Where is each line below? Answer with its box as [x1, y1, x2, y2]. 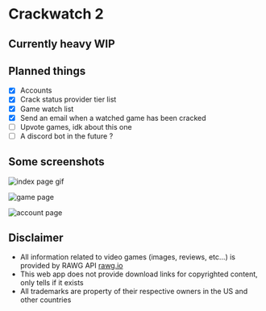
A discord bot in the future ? [19, 131, 114, 141]
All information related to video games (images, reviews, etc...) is [19, 252, 236, 262]
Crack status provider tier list [19, 94, 117, 105]
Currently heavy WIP [8, 37, 115, 51]
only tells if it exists [19, 278, 84, 288]
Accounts [19, 85, 52, 95]
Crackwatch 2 [8, 5, 104, 23]
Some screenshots [8, 155, 105, 169]
